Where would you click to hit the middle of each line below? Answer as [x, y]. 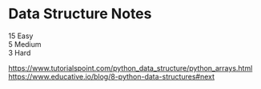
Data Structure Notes [80, 14]
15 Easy [21, 36]
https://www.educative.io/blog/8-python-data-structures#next [111, 76]
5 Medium [25, 44]
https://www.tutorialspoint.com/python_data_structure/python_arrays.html [130, 68]
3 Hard [20, 52]
